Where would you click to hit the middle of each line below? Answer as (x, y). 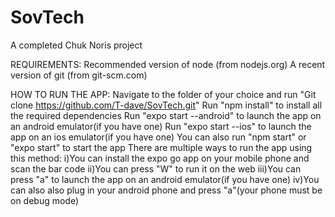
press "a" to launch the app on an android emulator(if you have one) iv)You (165, 179)
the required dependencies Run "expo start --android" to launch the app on (166, 115)
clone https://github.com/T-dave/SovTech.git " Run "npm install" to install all (166, 105)
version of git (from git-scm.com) (79, 75)
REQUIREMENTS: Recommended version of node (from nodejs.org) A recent (168, 64)
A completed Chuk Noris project (76, 45)
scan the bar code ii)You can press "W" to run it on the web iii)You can (156, 168)
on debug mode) (45, 200)
